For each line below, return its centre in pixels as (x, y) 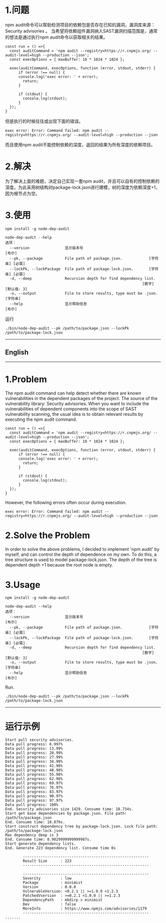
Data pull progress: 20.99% (34, 753)
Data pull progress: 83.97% (34, 792)
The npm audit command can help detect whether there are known (73, 393)
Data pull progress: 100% (32, 805)
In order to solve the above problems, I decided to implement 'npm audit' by (82, 549)
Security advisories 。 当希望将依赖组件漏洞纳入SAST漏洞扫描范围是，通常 (82, 31)
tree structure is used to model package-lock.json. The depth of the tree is (81, 560)
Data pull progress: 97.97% (34, 801)
